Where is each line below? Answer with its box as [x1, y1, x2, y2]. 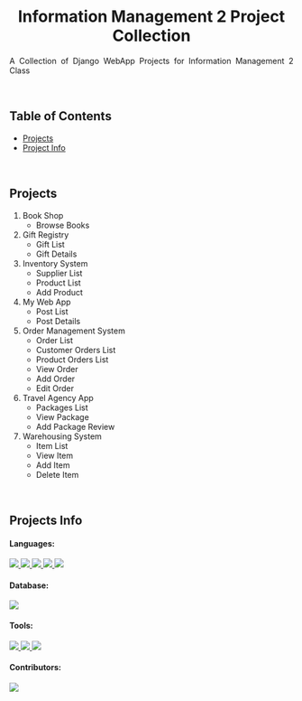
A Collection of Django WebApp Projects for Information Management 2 [9, 55, 294, 66]
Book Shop [22, 210, 64, 220]
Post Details [35, 315, 81, 326]
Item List [35, 440, 69, 451]
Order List [35, 334, 74, 345]
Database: [9, 580, 50, 591]
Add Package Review [35, 421, 115, 432]
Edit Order [35, 382, 75, 394]
